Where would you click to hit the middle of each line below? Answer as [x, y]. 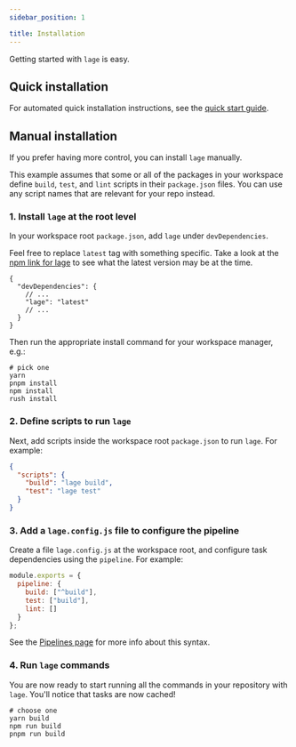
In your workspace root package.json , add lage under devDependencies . [139, 236]
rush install [33, 399]
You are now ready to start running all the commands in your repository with [148, 685]
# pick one [29, 368]
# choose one [33, 711]
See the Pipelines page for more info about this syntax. [110, 642]
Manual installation [64, 136]
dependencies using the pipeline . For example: [96, 559]
